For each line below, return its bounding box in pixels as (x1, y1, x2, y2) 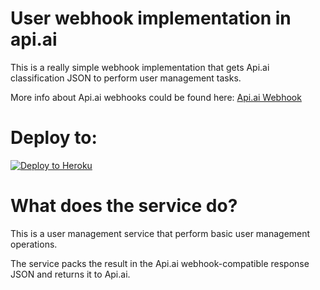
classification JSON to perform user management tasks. (10, 72, 242, 84)
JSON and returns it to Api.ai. (10, 268, 131, 280)
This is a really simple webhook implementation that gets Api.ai (10, 61, 270, 73)
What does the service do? (10, 195, 238, 217)
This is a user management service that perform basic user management (10, 227, 311, 239)
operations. (10, 238, 58, 250)
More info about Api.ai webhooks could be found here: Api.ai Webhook (10, 91, 302, 103)
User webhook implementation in (10, 7, 292, 30)
